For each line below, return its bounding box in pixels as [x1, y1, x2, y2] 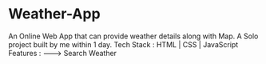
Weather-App [8, 5, 101, 23]
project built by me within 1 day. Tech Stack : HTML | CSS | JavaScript [8, 39, 239, 49]
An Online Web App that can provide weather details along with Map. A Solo [8, 31, 259, 41]
